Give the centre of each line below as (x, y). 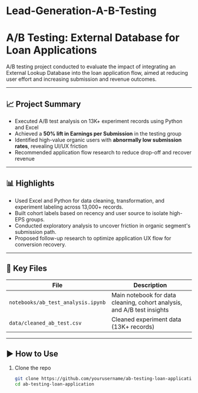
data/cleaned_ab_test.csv (45, 323)
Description (150, 285)
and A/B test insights (140, 309)
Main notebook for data (143, 295)
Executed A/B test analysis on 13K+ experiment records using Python (98, 121)
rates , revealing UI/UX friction (51, 146)
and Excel (27, 127)
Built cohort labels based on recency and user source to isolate (91, 213)
